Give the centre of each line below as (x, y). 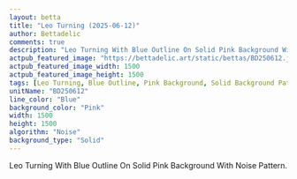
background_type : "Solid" (57, 140)
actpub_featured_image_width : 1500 (75, 67)
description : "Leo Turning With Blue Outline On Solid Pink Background (144, 50)
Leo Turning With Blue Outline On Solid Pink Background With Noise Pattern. (148, 165)
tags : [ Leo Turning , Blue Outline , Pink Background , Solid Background (142, 83)
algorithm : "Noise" (45, 132)
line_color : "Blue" (45, 99)
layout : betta (35, 17)
